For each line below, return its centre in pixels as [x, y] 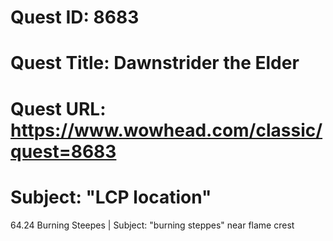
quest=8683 [63, 151]
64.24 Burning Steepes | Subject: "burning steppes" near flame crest [152, 225]
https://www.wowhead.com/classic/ [166, 130]
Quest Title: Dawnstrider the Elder [155, 63]
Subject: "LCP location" [111, 197]
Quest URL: [58, 108]
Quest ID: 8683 [75, 17]
